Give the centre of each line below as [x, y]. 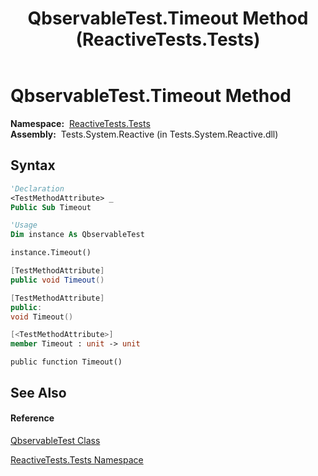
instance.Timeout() [51, 253]
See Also [38, 392]
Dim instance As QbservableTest [77, 235]
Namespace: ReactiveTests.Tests [80, 123]
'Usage [24, 225]
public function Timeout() [66, 362]
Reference [32, 418]
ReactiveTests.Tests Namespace [77, 459]
